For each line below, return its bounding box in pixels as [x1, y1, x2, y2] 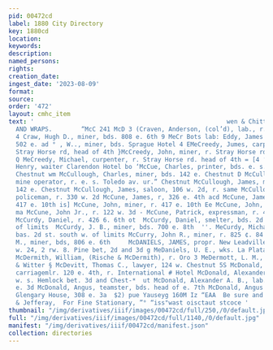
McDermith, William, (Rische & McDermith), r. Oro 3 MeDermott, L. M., [15, 253, 264, 261]
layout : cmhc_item [8, 110, 71, 119]
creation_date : [8, 72, 60, 80]
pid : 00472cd [8, 11, 53, 20]
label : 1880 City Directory [8, 19, 104, 28]
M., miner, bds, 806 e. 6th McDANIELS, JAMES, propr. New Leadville [15, 239, 267, 247]
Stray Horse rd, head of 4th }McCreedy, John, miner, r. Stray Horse [15, 148, 256, 156]
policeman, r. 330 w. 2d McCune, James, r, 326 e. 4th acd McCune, [15, 192, 249, 201]
